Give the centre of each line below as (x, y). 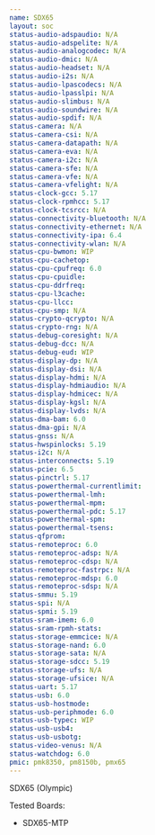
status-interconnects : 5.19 (62, 461)
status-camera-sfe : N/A (54, 168)
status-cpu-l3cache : (48, 293)
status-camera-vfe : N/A (54, 176)
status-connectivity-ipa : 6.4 (66, 235)
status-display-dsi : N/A (56, 369)
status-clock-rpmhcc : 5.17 (60, 202)
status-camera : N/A (46, 127)
